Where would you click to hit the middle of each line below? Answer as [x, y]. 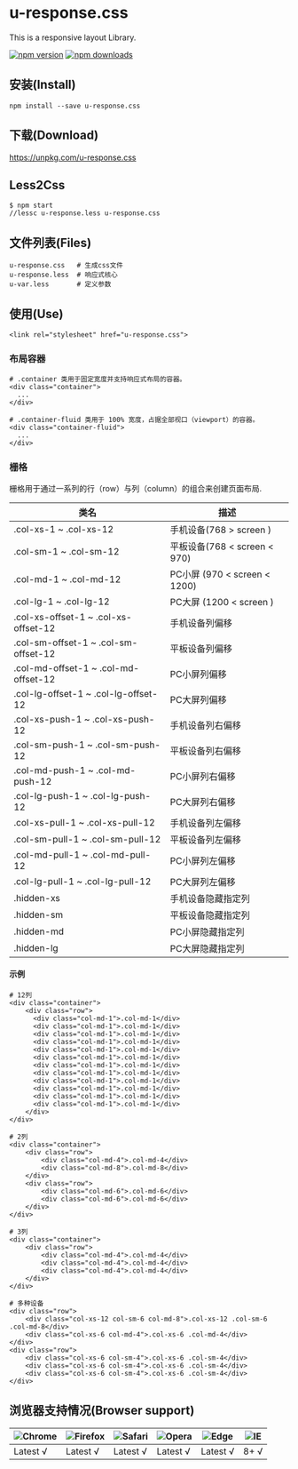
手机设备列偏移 [201, 623]
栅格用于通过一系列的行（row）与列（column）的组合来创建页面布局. [136, 488]
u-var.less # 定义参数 [60, 284]
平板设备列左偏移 [206, 840]
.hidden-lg [36, 947]
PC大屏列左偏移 [203, 882]
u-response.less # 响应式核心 [63, 275]
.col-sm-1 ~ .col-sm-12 [67, 551]
